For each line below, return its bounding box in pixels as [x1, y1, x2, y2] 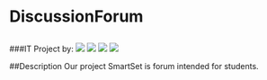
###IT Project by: [9, 43, 74, 54]
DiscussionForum [9, 6, 144, 27]
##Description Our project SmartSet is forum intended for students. [9, 60, 259, 71]
